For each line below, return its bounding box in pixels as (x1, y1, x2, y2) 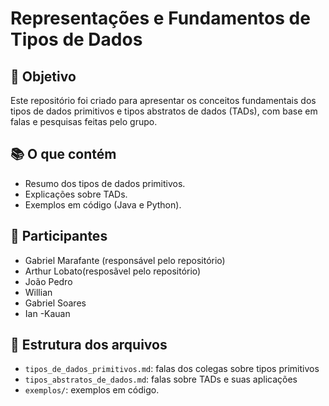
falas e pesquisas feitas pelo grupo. (10, 116, 158, 127)
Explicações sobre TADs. (24, 188, 128, 200)
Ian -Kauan (24, 307, 71, 319)
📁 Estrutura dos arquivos (10, 337, 168, 354)
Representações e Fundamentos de (10, 7, 311, 30)
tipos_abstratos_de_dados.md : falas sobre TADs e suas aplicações (24, 373, 298, 386)
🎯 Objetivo (10, 68, 77, 85)
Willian (24, 286, 53, 298)
